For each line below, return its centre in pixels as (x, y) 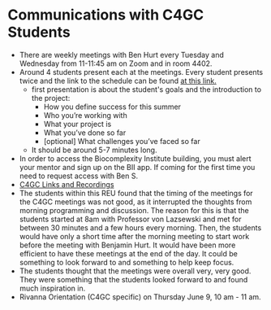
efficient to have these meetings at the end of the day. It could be (129, 253)
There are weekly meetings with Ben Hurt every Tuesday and (122, 55)
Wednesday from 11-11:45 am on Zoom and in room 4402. (116, 63)
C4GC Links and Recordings (67, 184)
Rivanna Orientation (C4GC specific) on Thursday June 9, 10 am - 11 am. (140, 297)
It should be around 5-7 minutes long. (94, 150)
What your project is (77, 124)
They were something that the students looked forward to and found (133, 279)
